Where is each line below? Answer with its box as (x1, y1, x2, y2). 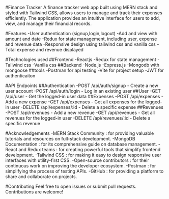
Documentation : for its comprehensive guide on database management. (5, 141, 157, 147)
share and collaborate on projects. (5, 174, 77, 180)
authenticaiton (5, 73, 36, 78)
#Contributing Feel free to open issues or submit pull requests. (5, 183, 136, 189)
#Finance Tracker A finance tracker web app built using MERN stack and (5, 5, 158, 10)
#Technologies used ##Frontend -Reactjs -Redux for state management (5, 56, 156, 63)
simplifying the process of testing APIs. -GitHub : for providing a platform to (5, 168, 164, 174)
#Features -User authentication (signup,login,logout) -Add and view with (5, 31, 158, 36)
